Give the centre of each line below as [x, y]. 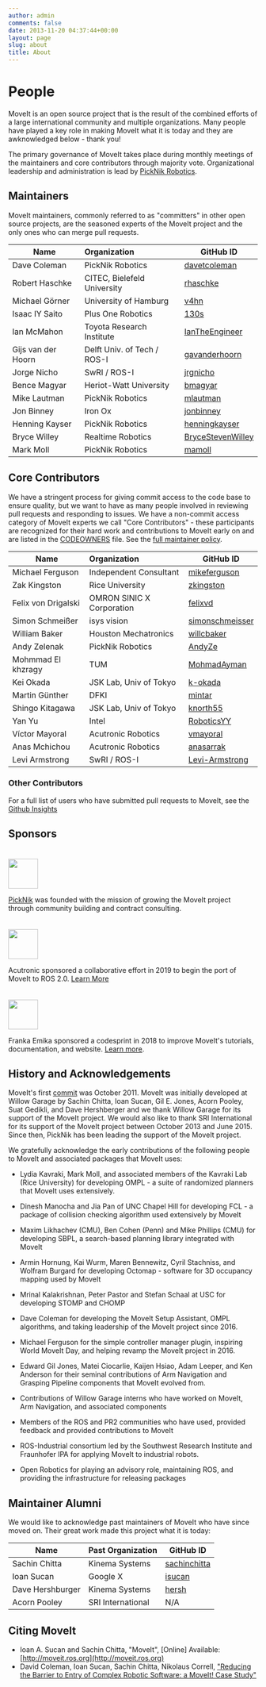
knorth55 [206, 708]
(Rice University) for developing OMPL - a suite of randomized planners [137, 1182]
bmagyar [201, 385]
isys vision [108, 621]
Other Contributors [46, 783]
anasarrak [207, 747]
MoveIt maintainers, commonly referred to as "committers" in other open [127, 215]
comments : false [35, 23]
